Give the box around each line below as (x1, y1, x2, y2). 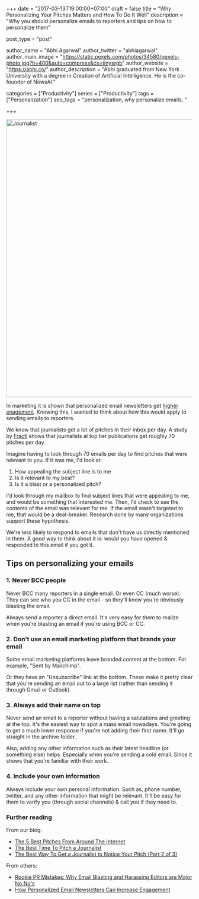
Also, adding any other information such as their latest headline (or (6, 745, 169, 752)
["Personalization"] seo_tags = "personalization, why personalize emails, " (6, 96, 188, 103)
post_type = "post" (6, 36, 52, 42)
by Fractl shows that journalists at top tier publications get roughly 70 (6, 433, 175, 439)
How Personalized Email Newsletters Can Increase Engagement (14, 886, 171, 893)
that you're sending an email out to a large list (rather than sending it (6, 680, 173, 687)
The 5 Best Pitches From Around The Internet (14, 838, 126, 845)
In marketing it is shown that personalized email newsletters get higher (6, 402, 179, 409)
